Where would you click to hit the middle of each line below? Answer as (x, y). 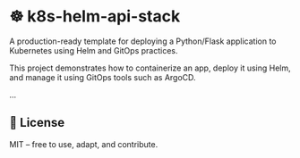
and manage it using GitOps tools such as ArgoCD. (103, 77)
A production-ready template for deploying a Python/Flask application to (143, 41)
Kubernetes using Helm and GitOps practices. (94, 50)
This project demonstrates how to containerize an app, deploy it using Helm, (150, 68)
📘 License (37, 123)
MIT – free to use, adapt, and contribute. (84, 144)
